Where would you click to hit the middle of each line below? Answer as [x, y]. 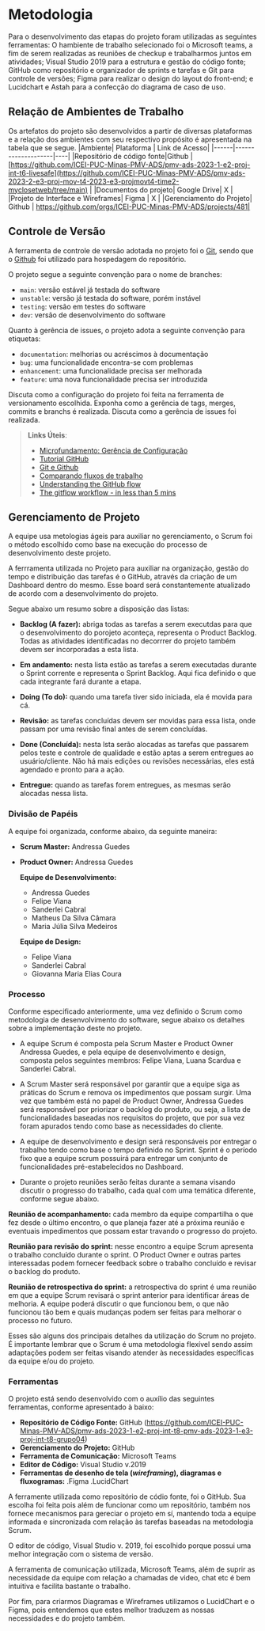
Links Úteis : [47, 435]
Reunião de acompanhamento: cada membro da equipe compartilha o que [131, 1214]
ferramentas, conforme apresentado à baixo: [81, 1407]
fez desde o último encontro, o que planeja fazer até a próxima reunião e [127, 1222]
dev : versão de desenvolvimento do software [93, 315]
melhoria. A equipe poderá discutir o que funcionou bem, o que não [119, 1303]
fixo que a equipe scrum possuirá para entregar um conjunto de [123, 1158]
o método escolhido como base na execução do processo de [108, 544]
